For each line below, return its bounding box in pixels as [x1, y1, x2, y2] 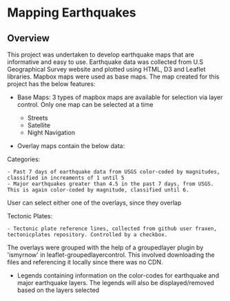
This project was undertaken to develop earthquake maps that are [7, 50, 195, 59]
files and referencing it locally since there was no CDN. [7, 258, 163, 266]
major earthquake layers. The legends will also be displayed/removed [17, 279, 215, 287]
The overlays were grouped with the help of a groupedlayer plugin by [7, 243, 204, 251]
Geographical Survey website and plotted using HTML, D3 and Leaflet [7, 65, 206, 73]
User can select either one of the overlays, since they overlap [7, 198, 182, 207]
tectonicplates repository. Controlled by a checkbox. [7, 231, 168, 238]
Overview [7, 32, 50, 44]
